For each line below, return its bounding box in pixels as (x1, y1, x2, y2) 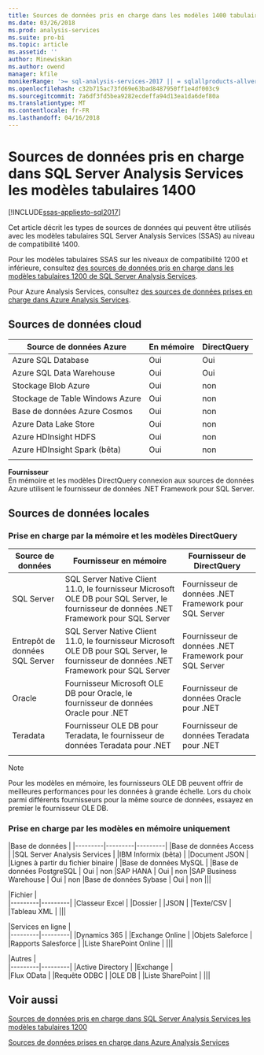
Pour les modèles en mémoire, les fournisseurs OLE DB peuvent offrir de (8, 779, 244, 788)
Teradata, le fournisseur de (64, 730, 165, 741)
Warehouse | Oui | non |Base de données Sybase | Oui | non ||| (8, 875, 212, 884)
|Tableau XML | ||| (8, 906, 67, 916)
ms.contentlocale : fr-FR (8, 107, 90, 115)
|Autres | (8, 953, 37, 963)
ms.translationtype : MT (8, 99, 86, 107)
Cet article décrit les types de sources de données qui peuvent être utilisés (8, 222, 251, 232)
